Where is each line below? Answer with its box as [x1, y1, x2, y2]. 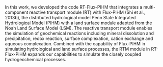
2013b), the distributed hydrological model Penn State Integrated [5, 15, 136, 20]
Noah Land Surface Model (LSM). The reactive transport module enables [5, 25, 153, 31]
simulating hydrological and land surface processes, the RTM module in [5, 46, 150, 52]
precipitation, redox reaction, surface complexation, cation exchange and [5, 35, 153, 41]
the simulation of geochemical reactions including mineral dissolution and [5, 31, 154, 36]
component [5, 9, 28, 15]
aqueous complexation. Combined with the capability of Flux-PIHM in [5, 41, 146, 46]
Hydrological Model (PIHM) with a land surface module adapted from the [5, 20, 152, 26]
